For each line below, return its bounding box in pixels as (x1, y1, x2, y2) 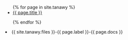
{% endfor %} (12, 19, 42, 25)
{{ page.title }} (12, 9, 42, 15)
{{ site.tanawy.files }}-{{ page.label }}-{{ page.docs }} (12, 29, 123, 34)
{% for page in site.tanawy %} (12, 4, 76, 10)
